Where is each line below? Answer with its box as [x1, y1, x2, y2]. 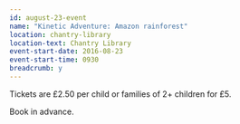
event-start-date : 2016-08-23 [9, 47, 124, 56]
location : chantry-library [9, 30, 111, 39]
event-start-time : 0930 [9, 55, 100, 64]
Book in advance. [9, 106, 74, 117]
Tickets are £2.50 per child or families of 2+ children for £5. [9, 88, 232, 100]
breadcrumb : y [9, 64, 63, 73]
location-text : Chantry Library [9, 38, 131, 48]
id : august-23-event [9, 13, 88, 23]
